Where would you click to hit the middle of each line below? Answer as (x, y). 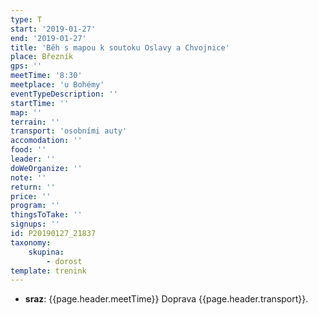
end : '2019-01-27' (48, 38)
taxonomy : (31, 242)
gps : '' (26, 66)
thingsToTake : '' (46, 215)
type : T (26, 19)
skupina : (46, 252)
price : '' (31, 196)
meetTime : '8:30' (46, 76)
